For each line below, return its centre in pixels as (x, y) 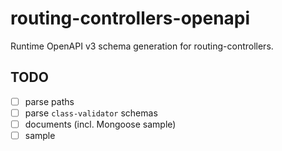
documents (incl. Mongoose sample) (100, 124)
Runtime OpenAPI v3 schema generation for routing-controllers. (142, 46)
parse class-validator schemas (91, 113)
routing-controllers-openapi (130, 18)
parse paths (49, 101)
